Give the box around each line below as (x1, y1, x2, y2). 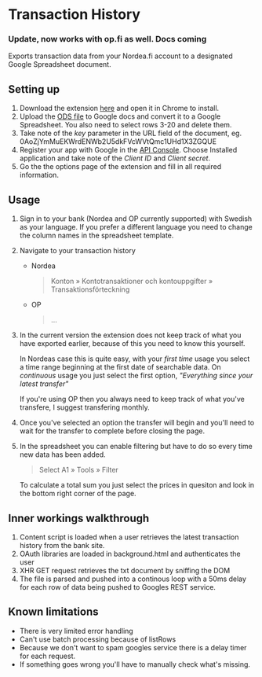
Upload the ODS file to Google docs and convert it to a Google (19, 112, 221, 121)
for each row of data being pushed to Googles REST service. (19, 582, 216, 591)
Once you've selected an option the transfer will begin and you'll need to (19, 418, 255, 428)
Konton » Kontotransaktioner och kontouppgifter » (50, 277, 213, 286)
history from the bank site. (19, 540, 105, 550)
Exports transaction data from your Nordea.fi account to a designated (8, 51, 233, 61)
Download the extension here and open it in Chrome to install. (19, 104, 220, 113)
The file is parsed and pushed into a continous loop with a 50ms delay (19, 574, 247, 583)
